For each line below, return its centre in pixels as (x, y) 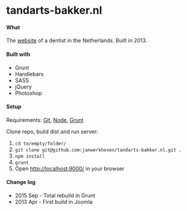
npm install (30, 156)
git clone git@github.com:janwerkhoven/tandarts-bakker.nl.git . (98, 150)
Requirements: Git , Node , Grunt (45, 120)
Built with (18, 54)
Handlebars (29, 74)
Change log (21, 182)
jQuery (23, 87)
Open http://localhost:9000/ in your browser (70, 169)
